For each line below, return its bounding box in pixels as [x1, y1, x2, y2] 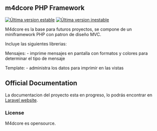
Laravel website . [5, 97, 38, 103]
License [5, 109, 24, 116]
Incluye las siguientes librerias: [5, 41, 67, 47]
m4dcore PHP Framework [5, 4, 85, 12]
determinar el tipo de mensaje [5, 56, 65, 61]
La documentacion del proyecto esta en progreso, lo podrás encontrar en [5, 92, 153, 98]
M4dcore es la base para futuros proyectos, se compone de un [5, 26, 132, 32]
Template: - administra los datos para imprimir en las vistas [5, 65, 124, 71]
